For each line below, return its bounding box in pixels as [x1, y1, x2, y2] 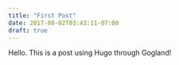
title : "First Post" [8, 11, 77, 20]
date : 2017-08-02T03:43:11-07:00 [8, 19, 119, 27]
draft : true [8, 26, 48, 34]
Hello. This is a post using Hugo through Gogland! [8, 48, 172, 58]
